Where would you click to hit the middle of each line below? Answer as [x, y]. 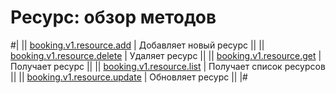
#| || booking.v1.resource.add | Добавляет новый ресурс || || [137, 45]
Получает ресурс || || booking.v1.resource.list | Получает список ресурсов [168, 66]
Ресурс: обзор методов [113, 17]
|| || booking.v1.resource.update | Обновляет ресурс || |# [129, 77]
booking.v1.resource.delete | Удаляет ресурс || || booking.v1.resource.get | [166, 55]
